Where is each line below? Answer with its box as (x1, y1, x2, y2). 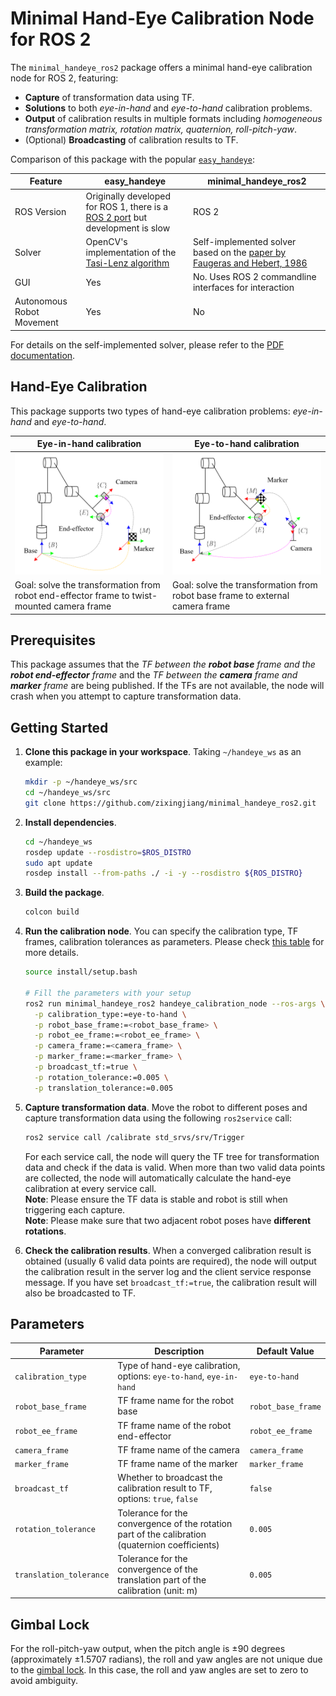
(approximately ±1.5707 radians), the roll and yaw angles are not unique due (10, 1653, 323, 1666)
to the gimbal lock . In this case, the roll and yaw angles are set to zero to (10, 1664, 309, 1676)
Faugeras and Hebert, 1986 (192, 257, 308, 269)
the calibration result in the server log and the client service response (24, 1265, 312, 1277)
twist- (131, 590, 158, 602)
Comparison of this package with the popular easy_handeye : (10, 153, 255, 165)
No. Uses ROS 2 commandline (192, 271, 317, 283)
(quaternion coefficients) (117, 1538, 220, 1551)
